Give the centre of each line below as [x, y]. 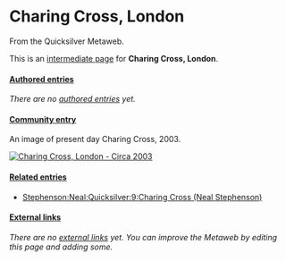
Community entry [43, 119]
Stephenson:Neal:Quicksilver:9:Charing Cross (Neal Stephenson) [142, 197]
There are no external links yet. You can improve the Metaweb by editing [143, 237]
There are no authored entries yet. [72, 99]
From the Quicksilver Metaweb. [67, 41]
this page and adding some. [61, 247]
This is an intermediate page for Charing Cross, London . [114, 58]
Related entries [38, 177]
